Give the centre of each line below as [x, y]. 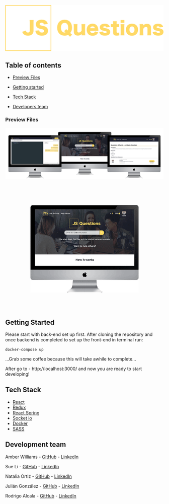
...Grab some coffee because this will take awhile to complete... [71, 359]
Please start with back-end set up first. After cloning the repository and [79, 334]
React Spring [26, 412]
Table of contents [33, 65]
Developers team [30, 107]
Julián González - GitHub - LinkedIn [42, 486]
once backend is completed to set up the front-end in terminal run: [74, 340]
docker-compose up [24, 350]
